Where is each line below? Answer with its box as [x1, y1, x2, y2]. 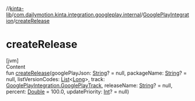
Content [6, 63, 26, 70]
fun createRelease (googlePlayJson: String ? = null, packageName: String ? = [6, 69, 187, 76]
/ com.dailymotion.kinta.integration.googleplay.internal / [11, 11, 143, 18]
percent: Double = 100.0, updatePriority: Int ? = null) [6, 88, 130, 95]
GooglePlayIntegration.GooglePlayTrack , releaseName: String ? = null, [6, 82, 173, 89]
